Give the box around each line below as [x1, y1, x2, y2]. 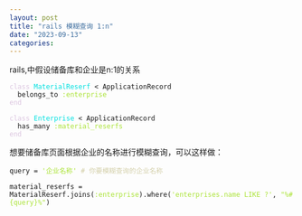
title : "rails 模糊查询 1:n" [9, 22, 114, 31]
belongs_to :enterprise [17, 90, 107, 99]
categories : [9, 38, 54, 48]
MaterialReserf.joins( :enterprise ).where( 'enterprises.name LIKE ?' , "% [9, 191, 289, 200]
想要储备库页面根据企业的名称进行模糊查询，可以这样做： [9, 146, 223, 158]
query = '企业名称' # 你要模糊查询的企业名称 [9, 166, 164, 176]
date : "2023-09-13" [9, 30, 83, 39]
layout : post [9, 13, 59, 23]
